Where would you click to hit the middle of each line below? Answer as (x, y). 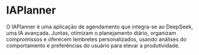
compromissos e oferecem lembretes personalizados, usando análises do (97, 39)
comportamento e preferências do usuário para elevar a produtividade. (93, 46)
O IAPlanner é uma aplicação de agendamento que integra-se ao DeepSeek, (99, 27)
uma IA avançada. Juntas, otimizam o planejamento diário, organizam (91, 33)
